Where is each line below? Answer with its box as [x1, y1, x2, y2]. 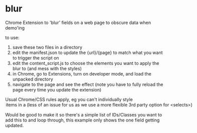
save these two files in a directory [12, 44, 83, 50]
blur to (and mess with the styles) [12, 65, 82, 71]
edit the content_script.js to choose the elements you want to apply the [12, 60, 159, 66]
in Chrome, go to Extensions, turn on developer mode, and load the [12, 70, 151, 76]
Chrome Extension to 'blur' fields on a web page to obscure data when [5, 19, 151, 25]
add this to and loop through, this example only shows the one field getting [5, 117, 160, 123]
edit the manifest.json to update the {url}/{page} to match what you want [12, 49, 163, 55]
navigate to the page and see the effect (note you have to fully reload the [12, 81, 164, 87]
